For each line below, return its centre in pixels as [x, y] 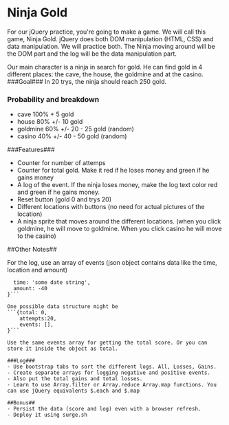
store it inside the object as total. [63, 349]
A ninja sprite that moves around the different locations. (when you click [119, 221]
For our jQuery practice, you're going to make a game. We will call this [107, 32]
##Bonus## [21, 403]
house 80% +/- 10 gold [50, 122]
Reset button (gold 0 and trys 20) [64, 199]
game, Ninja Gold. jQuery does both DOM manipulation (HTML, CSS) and [110, 39]
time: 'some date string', [52, 283]
